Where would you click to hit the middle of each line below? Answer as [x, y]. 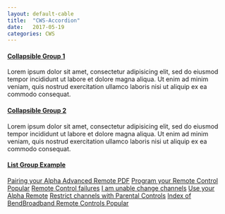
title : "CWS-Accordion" [44, 20]
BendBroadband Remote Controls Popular [68, 203]
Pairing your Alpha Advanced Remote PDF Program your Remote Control [113, 180]
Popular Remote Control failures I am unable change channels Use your [111, 188]
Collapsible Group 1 [36, 56]
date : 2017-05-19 [36, 27]
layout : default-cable [41, 14]
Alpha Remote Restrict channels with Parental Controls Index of [99, 196]
